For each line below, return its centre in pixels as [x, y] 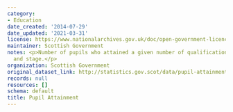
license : [20, 40]
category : [21, 14]
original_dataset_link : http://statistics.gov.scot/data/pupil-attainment [118, 72]
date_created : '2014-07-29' [48, 26]
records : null [28, 78]
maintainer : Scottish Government [55, 46]
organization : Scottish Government [59, 65]
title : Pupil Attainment [43, 98]
